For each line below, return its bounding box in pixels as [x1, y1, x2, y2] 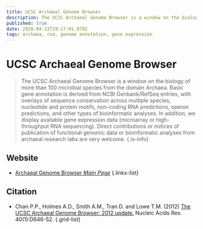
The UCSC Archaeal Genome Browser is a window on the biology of [21, 78, 190, 85]
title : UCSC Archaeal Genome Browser [6, 8, 101, 15]
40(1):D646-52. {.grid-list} [14, 216, 81, 223]
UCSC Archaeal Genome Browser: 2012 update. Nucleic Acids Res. [14, 209, 182, 216]
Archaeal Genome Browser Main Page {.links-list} [14, 169, 139, 176]
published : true [6, 20, 47, 26]
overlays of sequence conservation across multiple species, [21, 97, 171, 104]
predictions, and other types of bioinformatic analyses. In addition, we [21, 110, 196, 117]
